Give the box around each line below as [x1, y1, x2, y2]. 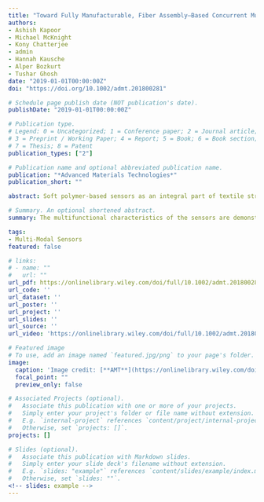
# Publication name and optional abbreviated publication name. [8, 163, 223, 171]
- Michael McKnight [8, 33, 72, 42]
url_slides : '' [8, 315, 58, 323]
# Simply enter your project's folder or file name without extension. [8, 409, 255, 417]
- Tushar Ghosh [8, 70, 58, 78]
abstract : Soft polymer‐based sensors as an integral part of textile [8, 192, 244, 200]
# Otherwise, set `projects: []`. [8, 423, 128, 432]
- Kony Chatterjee [8, 41, 68, 49]
